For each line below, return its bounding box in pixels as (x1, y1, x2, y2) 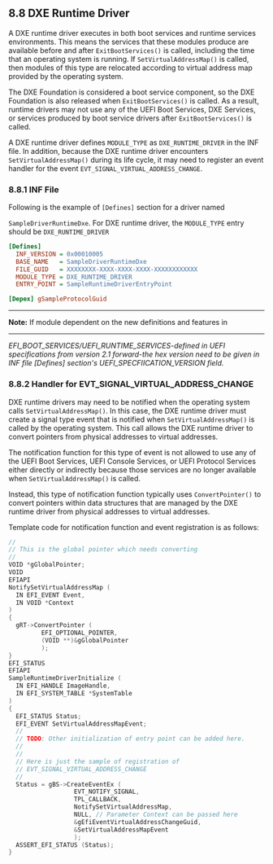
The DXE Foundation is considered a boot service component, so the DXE (8, 87, 255, 97)
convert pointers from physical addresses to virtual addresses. (8, 432, 219, 441)
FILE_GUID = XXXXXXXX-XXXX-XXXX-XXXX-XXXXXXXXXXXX (15, 265, 198, 274)
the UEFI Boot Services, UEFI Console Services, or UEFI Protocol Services (8, 456, 256, 466)
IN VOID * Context (15, 599, 75, 607)
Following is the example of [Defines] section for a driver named (8, 203, 225, 213)
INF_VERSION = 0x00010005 (15, 250, 104, 258)
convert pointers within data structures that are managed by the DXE (8, 498, 238, 507)
